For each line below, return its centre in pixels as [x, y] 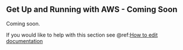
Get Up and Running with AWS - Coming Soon [92, 10]
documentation [24, 41]
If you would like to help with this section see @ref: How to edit [82, 35]
